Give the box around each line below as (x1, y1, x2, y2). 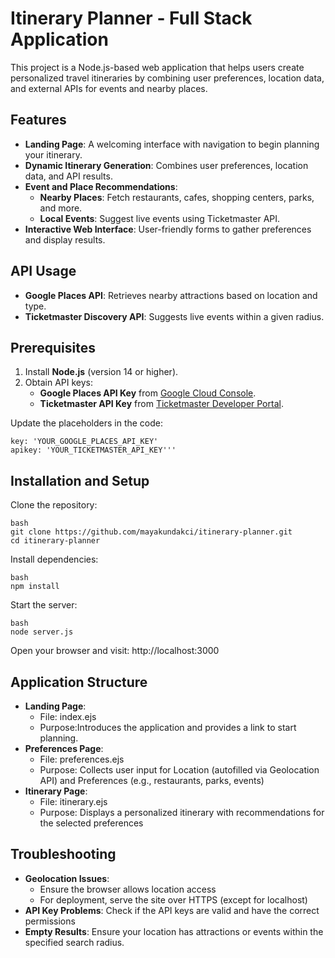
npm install (10, 582, 60, 592)
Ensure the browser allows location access (39, 883, 217, 895)
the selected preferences (39, 817, 144, 829)
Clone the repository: (10, 499, 98, 511)
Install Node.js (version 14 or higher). (24, 366, 179, 378)
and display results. (24, 233, 106, 246)
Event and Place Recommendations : (24, 180, 178, 192)
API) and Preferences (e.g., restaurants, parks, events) (39, 775, 265, 786)
